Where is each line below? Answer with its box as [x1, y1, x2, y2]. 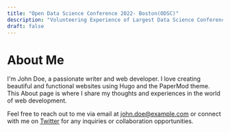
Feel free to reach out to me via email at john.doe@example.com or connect [7, 110, 221, 118]
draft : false [7, 23, 44, 29]
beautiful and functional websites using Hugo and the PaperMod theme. [7, 82, 210, 90]
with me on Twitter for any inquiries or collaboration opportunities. [7, 117, 194, 125]
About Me [7, 52, 64, 68]
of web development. [7, 96, 67, 105]
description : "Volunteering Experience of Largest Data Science [7, 16, 194, 23]
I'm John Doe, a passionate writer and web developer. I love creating [7, 75, 201, 83]
